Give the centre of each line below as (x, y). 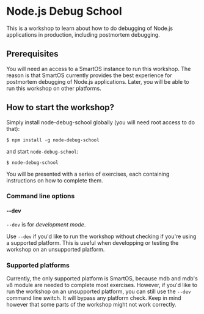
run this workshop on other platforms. (54, 88)
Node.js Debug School (64, 11)
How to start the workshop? (60, 107)
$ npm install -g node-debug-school (53, 140)
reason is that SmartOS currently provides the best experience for (89, 75)
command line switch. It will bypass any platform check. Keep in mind (94, 297)
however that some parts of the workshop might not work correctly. (91, 304)
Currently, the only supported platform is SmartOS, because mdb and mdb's (102, 278)
